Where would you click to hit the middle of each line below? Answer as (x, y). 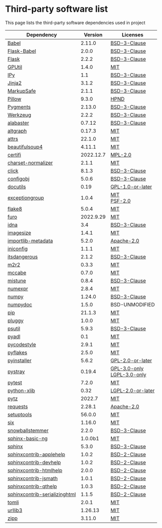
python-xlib (21, 390)
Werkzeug (19, 115)
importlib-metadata (30, 241)
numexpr (18, 288)
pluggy (15, 320)
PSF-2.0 (121, 201)
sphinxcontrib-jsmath (33, 478)
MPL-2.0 (121, 155)
